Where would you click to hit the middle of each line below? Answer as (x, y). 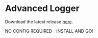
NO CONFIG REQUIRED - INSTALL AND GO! (49, 31)
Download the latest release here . (39, 22)
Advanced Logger (42, 8)
